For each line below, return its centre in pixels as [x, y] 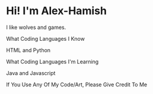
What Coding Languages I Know [45, 38]
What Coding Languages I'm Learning [52, 61]
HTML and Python [28, 50]
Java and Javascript [31, 73]
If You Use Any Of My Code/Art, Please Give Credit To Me [76, 85]
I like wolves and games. [36, 27]
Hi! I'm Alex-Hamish [56, 11]
